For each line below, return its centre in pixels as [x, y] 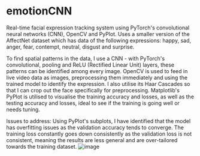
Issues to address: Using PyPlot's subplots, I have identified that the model [99, 121]
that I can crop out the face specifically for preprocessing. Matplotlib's [93, 90]
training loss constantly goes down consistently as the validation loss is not [99, 134]
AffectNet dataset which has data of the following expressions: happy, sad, [99, 40]
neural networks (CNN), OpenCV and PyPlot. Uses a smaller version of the [98, 34]
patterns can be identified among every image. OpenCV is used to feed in [97, 71]
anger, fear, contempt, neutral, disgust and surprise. [70, 47]
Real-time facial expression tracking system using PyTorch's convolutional [98, 28]
